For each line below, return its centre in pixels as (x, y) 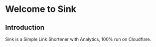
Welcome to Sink (41, 9)
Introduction (25, 27)
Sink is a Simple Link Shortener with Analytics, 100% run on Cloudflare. (78, 39)
